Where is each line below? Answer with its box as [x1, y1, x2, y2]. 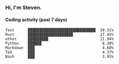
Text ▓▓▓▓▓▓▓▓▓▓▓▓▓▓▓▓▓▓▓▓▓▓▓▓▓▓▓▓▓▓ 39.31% [5, 28, 114, 33]
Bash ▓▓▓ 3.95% [5, 54, 114, 59]
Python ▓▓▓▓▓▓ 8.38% [5, 41, 114, 46]
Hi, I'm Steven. [5, 4, 42, 11]
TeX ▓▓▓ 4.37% [5, 50, 114, 55]
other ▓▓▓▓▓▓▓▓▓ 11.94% [5, 37, 114, 42]
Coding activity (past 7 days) [5, 17, 67, 23]
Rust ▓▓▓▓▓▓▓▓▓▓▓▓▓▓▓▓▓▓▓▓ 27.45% [5, 32, 114, 37]
